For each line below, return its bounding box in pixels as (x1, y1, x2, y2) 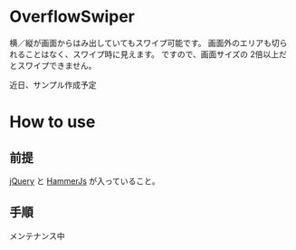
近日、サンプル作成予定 (9, 79, 97, 90)
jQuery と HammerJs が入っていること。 (9, 175, 160, 187)
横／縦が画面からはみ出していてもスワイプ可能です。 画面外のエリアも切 (9, 37, 280, 48)
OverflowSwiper (9, 6, 136, 27)
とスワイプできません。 (9, 60, 97, 71)
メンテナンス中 (9, 230, 65, 241)
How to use (9, 111, 96, 132)
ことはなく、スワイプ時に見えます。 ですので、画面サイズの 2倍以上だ (24, 48, 288, 60)
